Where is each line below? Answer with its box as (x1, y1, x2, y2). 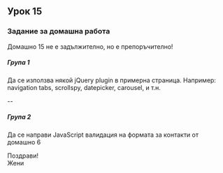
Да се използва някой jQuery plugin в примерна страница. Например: (7, 76, 217, 84)
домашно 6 (7, 137, 41, 146)
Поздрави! (7, 151, 39, 160)
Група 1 (7, 59, 30, 67)
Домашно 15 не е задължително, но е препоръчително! (7, 42, 173, 51)
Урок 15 (7, 6, 43, 17)
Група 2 (7, 113, 31, 121)
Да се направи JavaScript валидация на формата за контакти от (7, 130, 199, 139)
